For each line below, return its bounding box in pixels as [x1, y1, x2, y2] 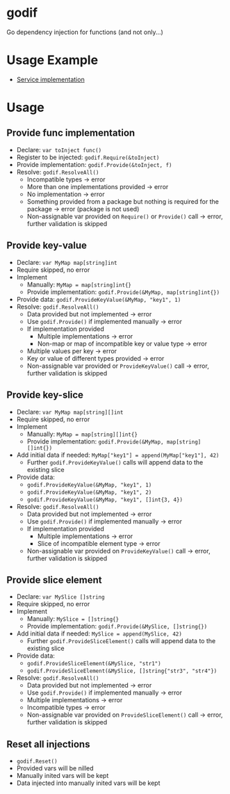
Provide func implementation [6, 127, 135, 139]
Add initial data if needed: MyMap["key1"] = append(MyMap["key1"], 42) [16, 451, 220, 459]
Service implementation [16, 75, 85, 83]
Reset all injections [6, 738, 90, 750]
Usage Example [6, 52, 99, 68]
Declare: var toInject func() [16, 145, 102, 154]
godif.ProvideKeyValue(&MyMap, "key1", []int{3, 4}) [26, 496, 183, 503]
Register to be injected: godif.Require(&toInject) [16, 153, 160, 161]
